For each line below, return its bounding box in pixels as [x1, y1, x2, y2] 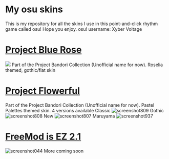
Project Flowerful [5, 85, 80, 97]
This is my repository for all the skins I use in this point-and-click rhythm [5, 21, 158, 27]
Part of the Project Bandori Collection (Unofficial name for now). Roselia [11, 62, 163, 68]
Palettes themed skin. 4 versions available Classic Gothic [5, 107, 164, 113]
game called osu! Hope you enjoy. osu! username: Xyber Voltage [5, 26, 142, 32]
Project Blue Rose [5, 44, 82, 56]
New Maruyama [43, 113, 115, 119]
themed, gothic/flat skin [5, 67, 55, 73]
